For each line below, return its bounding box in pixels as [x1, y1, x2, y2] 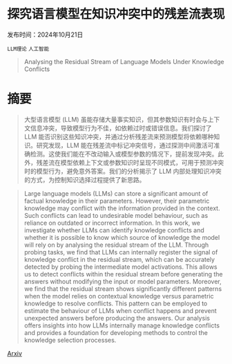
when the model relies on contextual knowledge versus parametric [23, 292, 214, 300]
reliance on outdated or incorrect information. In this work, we [23, 219, 200, 227]
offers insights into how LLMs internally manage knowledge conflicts [23, 321, 220, 330]
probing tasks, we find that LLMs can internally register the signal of [23, 247, 218, 256]
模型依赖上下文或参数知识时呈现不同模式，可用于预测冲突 [60, 158, 224, 166]
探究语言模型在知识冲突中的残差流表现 [7, 6, 226, 22]
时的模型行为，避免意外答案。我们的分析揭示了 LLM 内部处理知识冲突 [23, 167, 222, 175]
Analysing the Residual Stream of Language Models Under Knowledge [23, 57, 224, 65]
